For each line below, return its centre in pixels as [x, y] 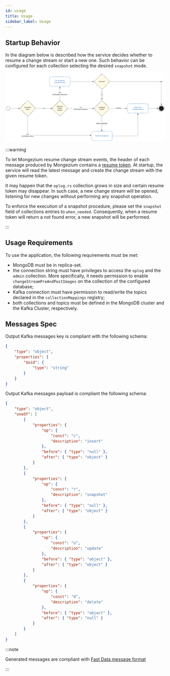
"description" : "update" [77, 549]
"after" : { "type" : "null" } [72, 618]
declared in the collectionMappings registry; [59, 297]
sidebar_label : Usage [28, 21]
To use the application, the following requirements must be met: [72, 255]
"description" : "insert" [77, 441]
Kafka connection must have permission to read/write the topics [80, 292]
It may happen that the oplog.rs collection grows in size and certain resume [84, 185]
